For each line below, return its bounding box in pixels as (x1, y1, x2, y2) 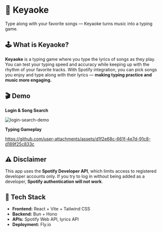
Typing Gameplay (5, 126, 42, 132)
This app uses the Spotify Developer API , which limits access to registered (5, 168, 157, 174)
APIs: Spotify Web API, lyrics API (12, 216, 79, 222)
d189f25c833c (5, 141, 35, 147)
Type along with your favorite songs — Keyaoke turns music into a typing (5, 21, 153, 26)
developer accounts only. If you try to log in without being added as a (5, 174, 145, 180)
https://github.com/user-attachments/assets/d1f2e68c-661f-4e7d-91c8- (5, 136, 151, 142)
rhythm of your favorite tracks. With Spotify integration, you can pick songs (5, 66, 157, 73)
